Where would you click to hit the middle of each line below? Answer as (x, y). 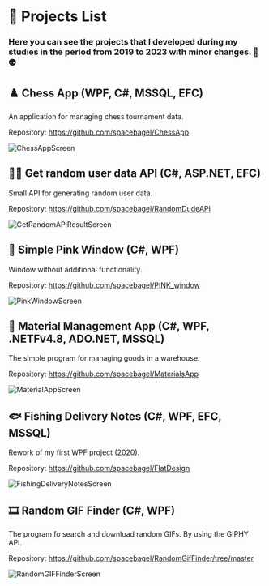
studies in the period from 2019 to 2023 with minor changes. (130, 52)
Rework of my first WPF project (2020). (74, 452)
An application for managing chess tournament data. (96, 116)
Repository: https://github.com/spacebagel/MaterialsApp (104, 374)
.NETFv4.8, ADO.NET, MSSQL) (87, 338)
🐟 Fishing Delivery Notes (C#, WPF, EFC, (115, 416)
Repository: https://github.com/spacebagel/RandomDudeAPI (110, 208)
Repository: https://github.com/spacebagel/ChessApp (98, 132)
